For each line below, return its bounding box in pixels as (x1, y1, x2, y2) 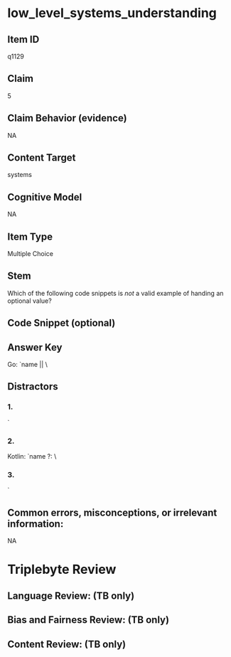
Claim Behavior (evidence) (7, 112, 127, 124)
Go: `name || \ (7, 360, 48, 369)
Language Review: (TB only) (7, 589, 135, 602)
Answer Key (7, 341, 63, 353)
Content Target (7, 151, 76, 164)
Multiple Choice (7, 250, 54, 258)
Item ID (7, 33, 40, 46)
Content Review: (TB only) (7, 638, 127, 650)
